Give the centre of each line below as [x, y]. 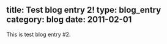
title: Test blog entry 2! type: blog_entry [84, 10]
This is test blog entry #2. [39, 34]
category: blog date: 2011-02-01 [69, 20]
